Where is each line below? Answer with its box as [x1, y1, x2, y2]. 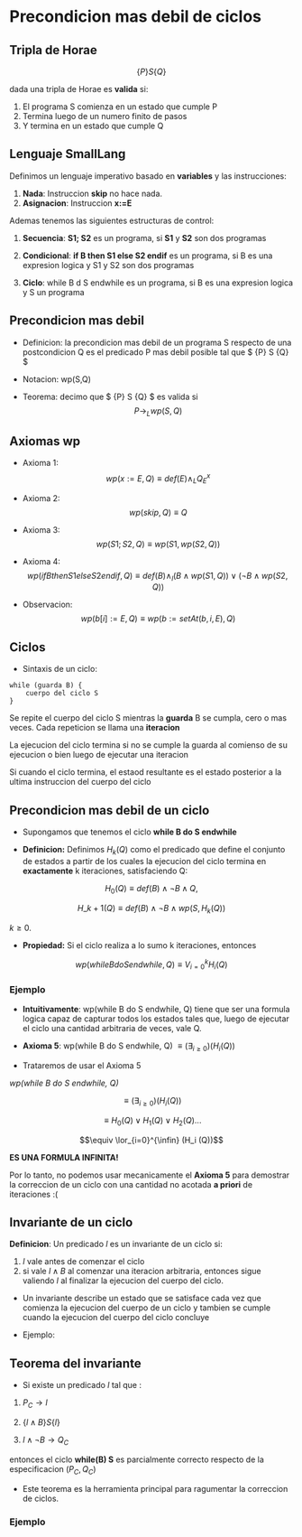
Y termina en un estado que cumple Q [22, 120, 164, 131]
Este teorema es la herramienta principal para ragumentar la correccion [22, 1483, 288, 1494]
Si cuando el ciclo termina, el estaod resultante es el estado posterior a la [9, 767, 282, 778]
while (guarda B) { [9, 681, 83, 690]
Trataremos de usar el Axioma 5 [22, 1060, 142, 1071]
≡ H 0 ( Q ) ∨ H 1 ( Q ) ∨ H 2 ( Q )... [103, 1114, 202, 1128]
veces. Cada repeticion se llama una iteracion [9, 722, 180, 733]
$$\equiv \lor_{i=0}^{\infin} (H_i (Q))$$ [79, 1134, 224, 1145]
